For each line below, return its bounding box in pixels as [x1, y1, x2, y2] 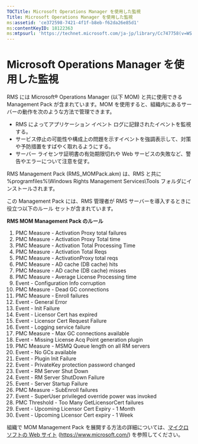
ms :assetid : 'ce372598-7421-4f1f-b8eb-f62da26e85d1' [7, 20, 139, 25]
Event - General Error [15, 299, 67, 306]
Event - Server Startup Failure [15, 380, 88, 387]
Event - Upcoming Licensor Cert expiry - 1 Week [15, 411, 134, 419]
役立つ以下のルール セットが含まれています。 [7, 205, 117, 212]
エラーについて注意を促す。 [25, 158, 93, 165]
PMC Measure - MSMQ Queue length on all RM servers [15, 342, 150, 349]
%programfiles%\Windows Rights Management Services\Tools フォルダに [7, 178, 187, 185]
